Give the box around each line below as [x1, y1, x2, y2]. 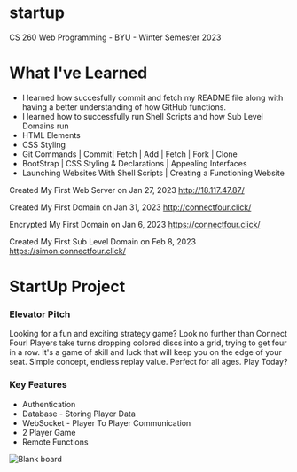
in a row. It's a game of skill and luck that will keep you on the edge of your [9, 347, 282, 358]
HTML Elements [21, 129, 82, 140]
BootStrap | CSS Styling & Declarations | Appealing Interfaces [21, 158, 247, 168]
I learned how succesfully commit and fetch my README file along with [21, 92, 284, 103]
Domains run [21, 120, 69, 131]
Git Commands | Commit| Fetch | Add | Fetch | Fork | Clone [21, 149, 238, 159]
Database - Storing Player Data [21, 408, 136, 419]
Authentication [21, 398, 76, 409]
